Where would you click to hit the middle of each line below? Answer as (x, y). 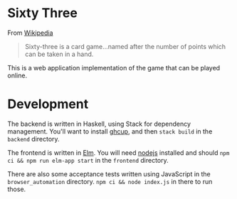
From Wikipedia (30, 33)
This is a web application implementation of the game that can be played (114, 68)
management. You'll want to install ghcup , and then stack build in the (110, 131)
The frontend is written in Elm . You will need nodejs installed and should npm (118, 152)
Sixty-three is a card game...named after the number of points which (125, 46)
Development (48, 104)
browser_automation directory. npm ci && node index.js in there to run (110, 181)
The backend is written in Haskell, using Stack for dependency (99, 124)
